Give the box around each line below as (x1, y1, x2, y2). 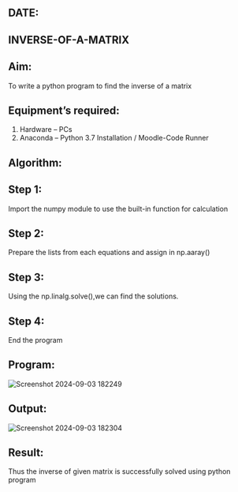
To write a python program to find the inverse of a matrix (8, 81, 192, 90)
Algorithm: (8, 156, 62, 169)
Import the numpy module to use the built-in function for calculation (8, 204, 229, 213)
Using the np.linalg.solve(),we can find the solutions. (8, 291, 179, 301)
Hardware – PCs (19, 125, 73, 134)
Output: (8, 402, 47, 415)
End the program (8, 336, 63, 345)
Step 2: (8, 227, 45, 240)
